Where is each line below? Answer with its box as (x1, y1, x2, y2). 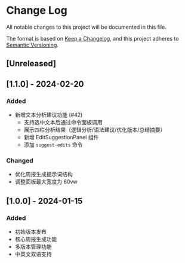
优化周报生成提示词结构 (14, 171, 73, 178)
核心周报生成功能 (14, 236, 57, 243)
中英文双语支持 (14, 250, 52, 258)
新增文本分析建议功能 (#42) (14, 111, 83, 118)
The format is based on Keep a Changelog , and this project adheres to (6, 35, 179, 42)
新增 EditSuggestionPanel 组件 (23, 134, 99, 141)
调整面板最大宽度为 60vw (14, 178, 78, 185)
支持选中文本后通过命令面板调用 (23, 119, 103, 126)
